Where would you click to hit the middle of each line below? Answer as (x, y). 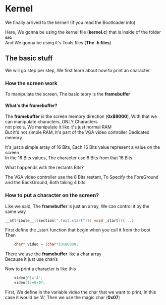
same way (16, 211)
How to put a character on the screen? (52, 196)
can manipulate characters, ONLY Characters (52, 122)
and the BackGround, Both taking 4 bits (45, 183)
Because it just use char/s (31, 259)
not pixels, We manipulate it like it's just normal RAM (58, 127)
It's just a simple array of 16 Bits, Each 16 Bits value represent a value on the (83, 147)
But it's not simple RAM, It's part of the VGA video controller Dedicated (77, 132)
